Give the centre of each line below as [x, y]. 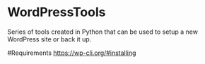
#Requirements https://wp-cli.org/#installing [72, 53]
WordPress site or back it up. [49, 39]
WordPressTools [57, 12]
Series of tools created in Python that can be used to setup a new [102, 32]
